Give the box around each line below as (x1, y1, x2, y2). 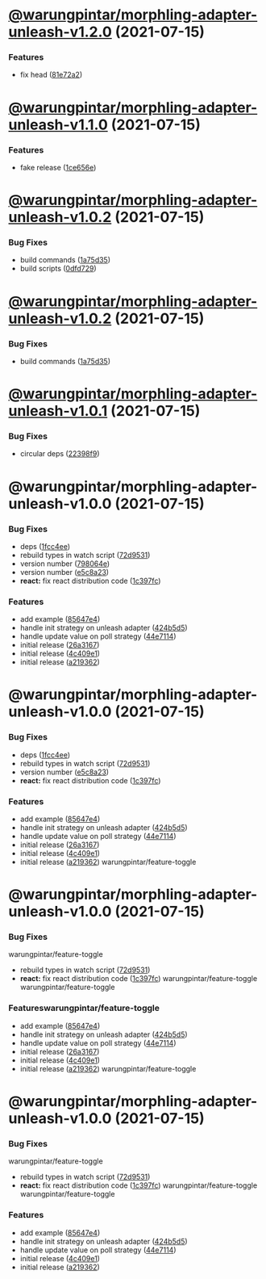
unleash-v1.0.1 (8, 402, 108, 421)
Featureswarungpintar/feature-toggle (8, 1003, 160, 1014)
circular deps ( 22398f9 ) (19, 449, 100, 459)
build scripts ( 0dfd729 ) (19, 264, 97, 274)
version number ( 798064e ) (19, 559, 110, 568)
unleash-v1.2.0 (8, 23, 113, 41)
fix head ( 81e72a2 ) (19, 70, 83, 80)
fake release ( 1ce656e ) (19, 162, 97, 172)
